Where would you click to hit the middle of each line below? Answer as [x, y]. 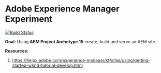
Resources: [17, 51]
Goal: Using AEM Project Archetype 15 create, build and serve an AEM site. [81, 41]
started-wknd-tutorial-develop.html [47, 65]
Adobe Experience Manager [62, 9]
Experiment [29, 19]
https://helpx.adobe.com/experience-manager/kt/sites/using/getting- [81, 60]
